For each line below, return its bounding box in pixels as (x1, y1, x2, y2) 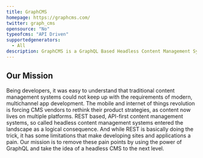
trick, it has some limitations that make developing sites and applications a (6, 131, 192, 139)
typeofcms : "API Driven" (6, 31, 69, 38)
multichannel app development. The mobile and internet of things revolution (6, 99, 195, 107)
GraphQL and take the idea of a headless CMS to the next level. (6, 145, 164, 152)
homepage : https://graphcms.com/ (6, 15, 91, 21)
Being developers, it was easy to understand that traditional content (6, 87, 175, 94)
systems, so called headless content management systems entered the (6, 119, 184, 126)
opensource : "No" (6, 25, 50, 32)
